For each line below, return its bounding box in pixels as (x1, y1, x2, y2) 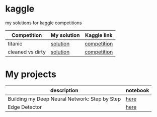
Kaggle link (85, 31, 113, 38)
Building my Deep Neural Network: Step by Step (8, 95, 121, 102)
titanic (8, 40, 23, 47)
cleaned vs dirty (8, 48, 46, 55)
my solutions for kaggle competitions (5, 20, 82, 26)
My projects (5, 69, 56, 80)
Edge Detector (8, 103, 42, 110)
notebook (125, 87, 149, 94)
